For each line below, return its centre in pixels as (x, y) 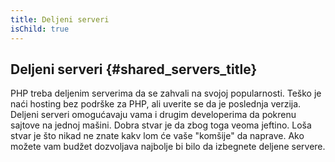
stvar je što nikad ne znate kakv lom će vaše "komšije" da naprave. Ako (157, 136)
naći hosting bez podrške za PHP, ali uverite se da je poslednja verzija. (156, 104)
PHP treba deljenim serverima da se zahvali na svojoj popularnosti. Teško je (166, 93)
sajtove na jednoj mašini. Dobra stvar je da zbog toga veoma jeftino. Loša (161, 125)
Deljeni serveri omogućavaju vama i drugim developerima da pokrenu (153, 115)
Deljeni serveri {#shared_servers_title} (134, 69)
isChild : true (40, 29)
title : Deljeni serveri (60, 19)
